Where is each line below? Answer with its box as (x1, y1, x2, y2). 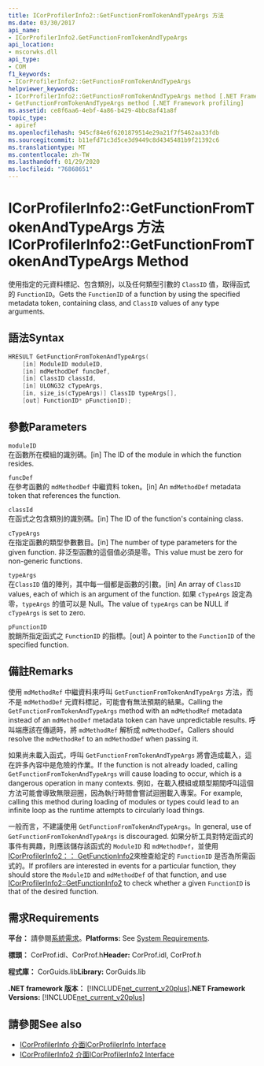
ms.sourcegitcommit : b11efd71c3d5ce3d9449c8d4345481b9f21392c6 (8, 136, 220, 144)
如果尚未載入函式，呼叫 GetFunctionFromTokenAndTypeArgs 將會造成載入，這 (8, 750, 252, 760)
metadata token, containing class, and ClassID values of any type (8, 298, 220, 307)
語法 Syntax (8, 332, 64, 345)
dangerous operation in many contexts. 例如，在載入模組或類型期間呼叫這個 (8, 778, 254, 788)
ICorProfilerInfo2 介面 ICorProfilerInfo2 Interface (19, 1049, 174, 1060)
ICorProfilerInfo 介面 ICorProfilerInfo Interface (19, 1040, 167, 1049)
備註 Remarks (8, 665, 74, 678)
